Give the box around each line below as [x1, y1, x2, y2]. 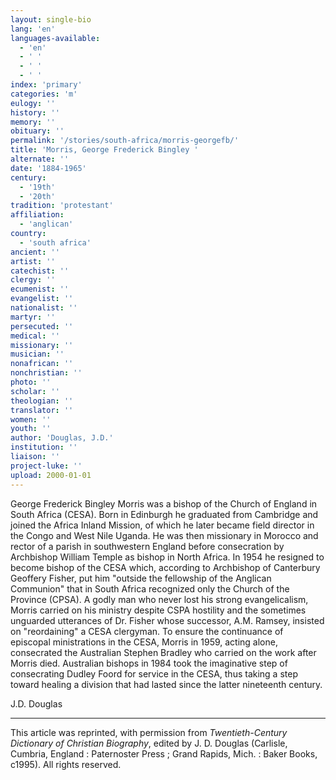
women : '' [10, 414, 52, 425]
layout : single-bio [10, 14, 92, 25]
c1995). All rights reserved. [10, 758, 122, 770]
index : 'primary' [10, 80, 83, 90]
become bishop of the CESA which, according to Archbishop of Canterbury [10, 561, 321, 573]
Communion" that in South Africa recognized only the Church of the [10, 582, 290, 595]
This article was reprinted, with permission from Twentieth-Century [10, 726, 288, 738]
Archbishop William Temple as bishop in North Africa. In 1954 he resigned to [10, 551, 325, 563]
